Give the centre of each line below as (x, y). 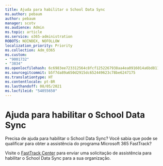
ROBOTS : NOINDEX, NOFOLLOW (32, 41)
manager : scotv (20, 23)
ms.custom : (16, 55)
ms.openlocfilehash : (26, 68)
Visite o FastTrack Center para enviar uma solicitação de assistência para (78, 153)
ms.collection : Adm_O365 (30, 50)
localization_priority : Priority (39, 46)
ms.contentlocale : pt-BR (30, 82)
